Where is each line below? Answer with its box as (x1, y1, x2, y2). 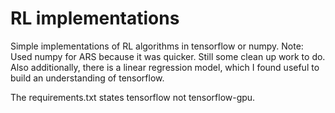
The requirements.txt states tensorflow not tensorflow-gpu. (10, 91, 256, 103)
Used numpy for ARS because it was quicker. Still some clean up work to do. (10, 50, 326, 62)
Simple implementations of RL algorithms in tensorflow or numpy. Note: (10, 40, 304, 52)
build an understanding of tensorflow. (10, 72, 165, 84)
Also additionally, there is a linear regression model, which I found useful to (10, 61, 320, 73)
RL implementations (10, 7, 180, 30)
